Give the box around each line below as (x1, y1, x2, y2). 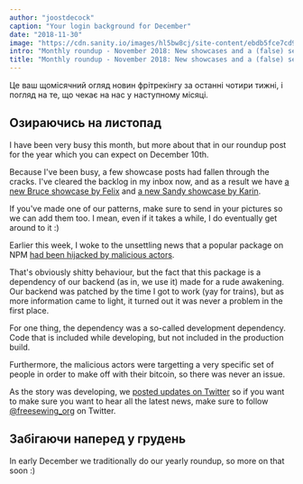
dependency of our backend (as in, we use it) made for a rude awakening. (9, 276, 285, 287)
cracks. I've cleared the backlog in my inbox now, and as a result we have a (9, 176, 290, 187)
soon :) (9, 465, 36, 476)
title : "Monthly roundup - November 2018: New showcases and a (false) (9, 55, 284, 64)
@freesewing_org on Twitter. (9, 405, 116, 416)
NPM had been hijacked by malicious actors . (9, 249, 175, 260)
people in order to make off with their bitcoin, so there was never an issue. (9, 369, 286, 379)
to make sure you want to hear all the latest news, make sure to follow (9, 396, 269, 406)
